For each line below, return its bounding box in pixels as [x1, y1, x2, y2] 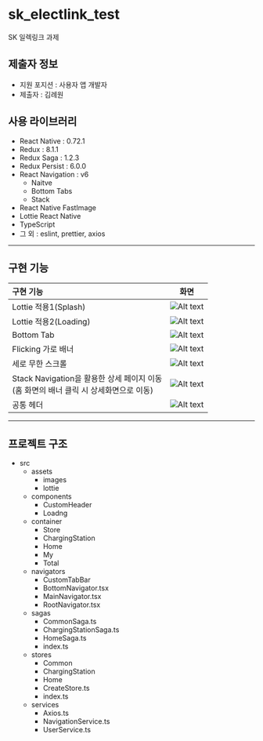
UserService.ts [42, 725, 92, 735]
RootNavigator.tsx [42, 600, 101, 609]
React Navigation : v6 [19, 169, 89, 179]
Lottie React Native [19, 211, 81, 220]
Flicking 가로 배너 [12, 343, 74, 354]
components [31, 492, 72, 501]
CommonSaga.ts [42, 617, 97, 627]
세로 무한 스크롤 [12, 358, 67, 369]
